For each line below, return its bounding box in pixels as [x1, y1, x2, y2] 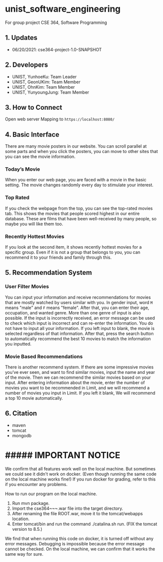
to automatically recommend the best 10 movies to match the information [5, 335, 151, 342]
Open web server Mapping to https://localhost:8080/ [5, 116, 115, 122]
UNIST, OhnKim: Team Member [12, 84, 75, 90]
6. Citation [5, 409, 37, 418]
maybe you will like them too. [5, 221, 64, 227]
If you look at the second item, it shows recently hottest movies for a [5, 244, 142, 250]
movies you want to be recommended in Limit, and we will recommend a [5, 385, 150, 391]
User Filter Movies [5, 283, 49, 290]
